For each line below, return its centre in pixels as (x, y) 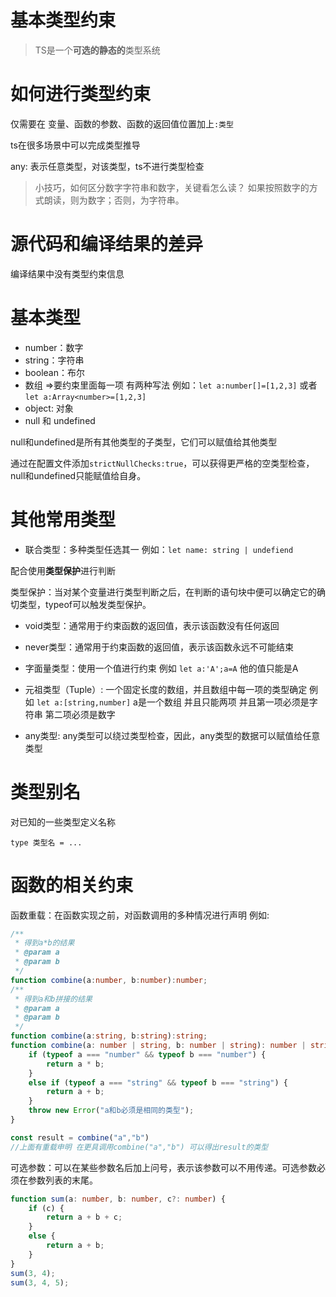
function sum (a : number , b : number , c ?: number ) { (118, 1199)
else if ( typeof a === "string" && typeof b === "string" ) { (158, 1082)
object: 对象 (49, 408)
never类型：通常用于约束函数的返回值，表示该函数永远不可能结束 (159, 647)
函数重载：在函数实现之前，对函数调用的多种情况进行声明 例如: (140, 915)
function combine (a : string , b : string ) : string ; (109, 1036)
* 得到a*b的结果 (44, 943)
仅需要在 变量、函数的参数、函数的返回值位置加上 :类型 (122, 123)
